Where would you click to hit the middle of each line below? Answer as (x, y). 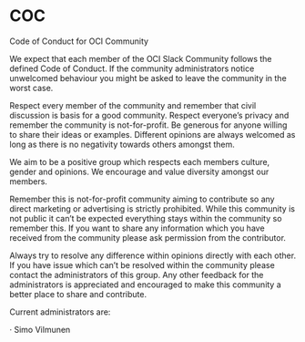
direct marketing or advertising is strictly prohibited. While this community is (152, 208)
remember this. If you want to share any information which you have (137, 228)
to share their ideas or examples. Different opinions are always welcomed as (152, 134)
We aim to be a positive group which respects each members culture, (140, 161)
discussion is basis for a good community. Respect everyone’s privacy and (149, 115)
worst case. (31, 88)
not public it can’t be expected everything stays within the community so (146, 218)
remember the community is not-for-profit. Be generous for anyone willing (148, 125)
